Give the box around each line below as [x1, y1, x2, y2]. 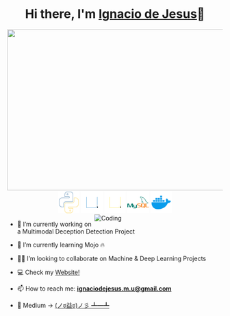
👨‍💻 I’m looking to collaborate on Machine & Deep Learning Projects [16, 254, 207, 262]
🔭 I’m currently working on [16, 220, 92, 228]
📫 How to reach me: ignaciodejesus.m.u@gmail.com [16, 284, 172, 293]
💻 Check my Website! [16, 268, 80, 276]
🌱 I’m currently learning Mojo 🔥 [16, 240, 105, 249]
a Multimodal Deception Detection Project [16, 227, 136, 236]
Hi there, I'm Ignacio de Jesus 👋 [25, 6, 205, 22]
